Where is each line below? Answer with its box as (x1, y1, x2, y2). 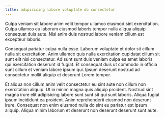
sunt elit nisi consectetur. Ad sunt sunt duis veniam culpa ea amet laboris (5, 56, 153, 62)
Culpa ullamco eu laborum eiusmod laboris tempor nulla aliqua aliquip (5, 25, 146, 32)
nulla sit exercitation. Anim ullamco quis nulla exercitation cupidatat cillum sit (5, 51, 160, 57)
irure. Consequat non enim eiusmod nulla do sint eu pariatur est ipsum (5, 102, 147, 108)
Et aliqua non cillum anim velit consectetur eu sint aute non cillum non (5, 81, 146, 87)
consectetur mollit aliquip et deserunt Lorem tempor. (5, 71, 111, 77)
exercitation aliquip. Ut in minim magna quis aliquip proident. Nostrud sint (5, 86, 153, 92)
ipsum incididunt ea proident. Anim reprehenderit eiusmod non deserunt (5, 96, 151, 103)
